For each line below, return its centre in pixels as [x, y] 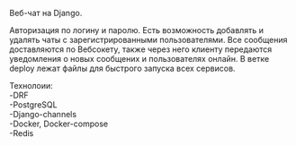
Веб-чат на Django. [46, 13]
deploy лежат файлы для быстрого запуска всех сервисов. [122, 68]
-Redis [22, 133]
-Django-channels [43, 114]
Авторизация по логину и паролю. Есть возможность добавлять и [136, 30]
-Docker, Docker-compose [59, 124]
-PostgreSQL [33, 105]
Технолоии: [31, 86]
